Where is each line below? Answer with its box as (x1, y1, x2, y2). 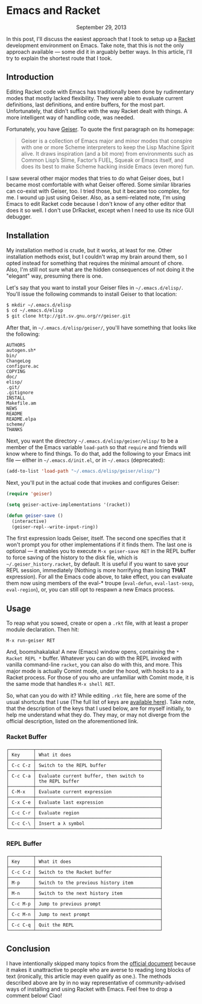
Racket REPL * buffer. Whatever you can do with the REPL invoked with (6, 654, 183, 662)
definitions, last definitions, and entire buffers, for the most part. (6, 101, 165, 108)
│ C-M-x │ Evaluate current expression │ (6, 788, 163, 795)
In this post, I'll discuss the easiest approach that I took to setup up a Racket (6, 35, 196, 42)
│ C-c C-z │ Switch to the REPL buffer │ (6, 762, 163, 769)
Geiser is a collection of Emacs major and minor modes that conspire (21, 137, 192, 144)
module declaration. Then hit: (6, 626, 80, 633)
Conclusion (6, 944, 51, 954)
